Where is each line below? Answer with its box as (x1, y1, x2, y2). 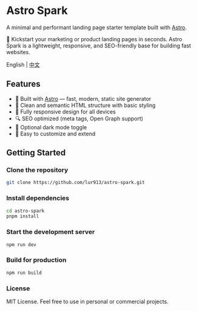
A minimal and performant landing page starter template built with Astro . (6, 24, 187, 31)
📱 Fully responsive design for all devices (15, 108, 116, 115)
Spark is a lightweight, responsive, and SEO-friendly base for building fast (6, 42, 192, 49)
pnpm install (6, 213, 39, 219)
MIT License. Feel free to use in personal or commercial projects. (6, 298, 169, 305)
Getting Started (6, 148, 66, 158)
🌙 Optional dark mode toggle (15, 123, 87, 131)
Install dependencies (6, 194, 70, 202)
